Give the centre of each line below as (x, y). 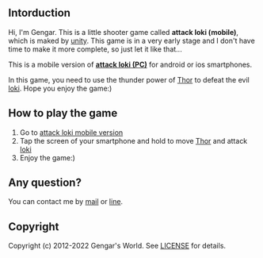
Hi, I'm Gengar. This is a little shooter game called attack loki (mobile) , (124, 32)
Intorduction (40, 13)
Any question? (45, 183)
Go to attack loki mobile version (71, 132)
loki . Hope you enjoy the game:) (60, 88)
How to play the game (63, 113)
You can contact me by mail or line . (66, 202)
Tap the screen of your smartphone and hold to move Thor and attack (133, 141)
